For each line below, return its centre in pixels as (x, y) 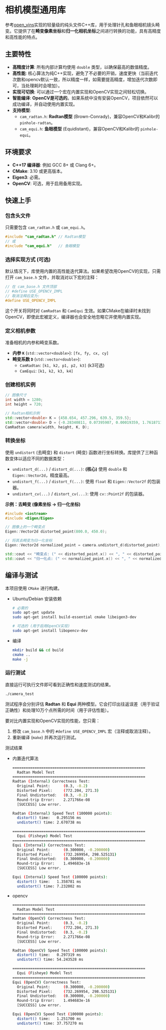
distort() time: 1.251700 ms (49, 1019)
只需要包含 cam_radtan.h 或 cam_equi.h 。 (46, 227)
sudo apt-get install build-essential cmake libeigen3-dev (74, 617)
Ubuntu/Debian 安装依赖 (37, 599)
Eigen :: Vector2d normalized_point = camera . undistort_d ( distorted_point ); (84, 545)
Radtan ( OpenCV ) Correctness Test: (49, 919)
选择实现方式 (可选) (28, 259)
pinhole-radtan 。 (37, 123)
